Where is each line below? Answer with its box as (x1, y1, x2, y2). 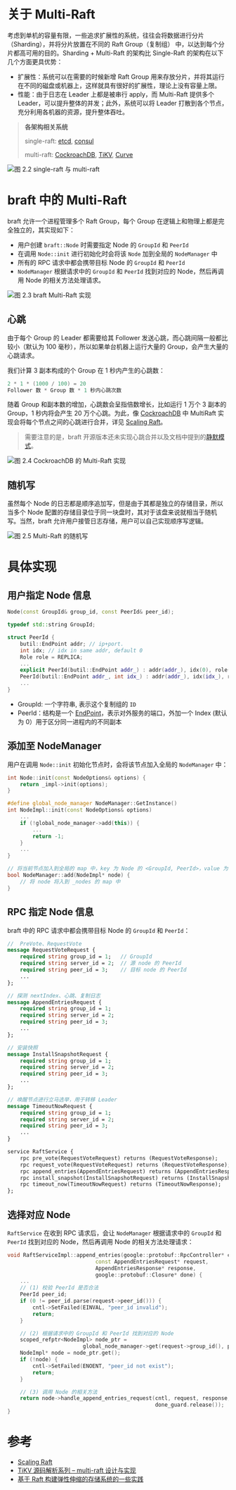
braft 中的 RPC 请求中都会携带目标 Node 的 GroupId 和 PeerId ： (7, 926, 190, 934)
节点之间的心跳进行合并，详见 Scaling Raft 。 (37, 418, 167, 426)
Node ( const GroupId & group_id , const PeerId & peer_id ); (7, 609, 174, 616)
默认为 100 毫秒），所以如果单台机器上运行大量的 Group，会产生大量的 (25, 342, 228, 351)
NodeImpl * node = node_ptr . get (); (20, 1350, 121, 1357)
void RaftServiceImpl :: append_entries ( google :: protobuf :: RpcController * (7, 1251, 225, 1258)
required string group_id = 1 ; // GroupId (20, 953, 152, 960)
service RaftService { (7, 1148, 74, 1155)
